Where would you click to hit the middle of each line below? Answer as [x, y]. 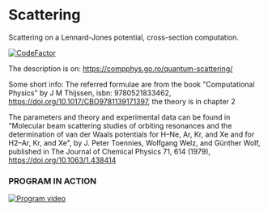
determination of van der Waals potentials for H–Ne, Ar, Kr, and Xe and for [132, 134]
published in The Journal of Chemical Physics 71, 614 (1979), [110, 151]
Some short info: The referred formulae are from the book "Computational [132, 84]
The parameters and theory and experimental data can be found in [119, 117]
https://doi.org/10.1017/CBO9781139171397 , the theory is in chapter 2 [122, 101]
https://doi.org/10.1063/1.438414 [62, 160]
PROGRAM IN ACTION [53, 181]
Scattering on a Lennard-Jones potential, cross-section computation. [123, 37]
